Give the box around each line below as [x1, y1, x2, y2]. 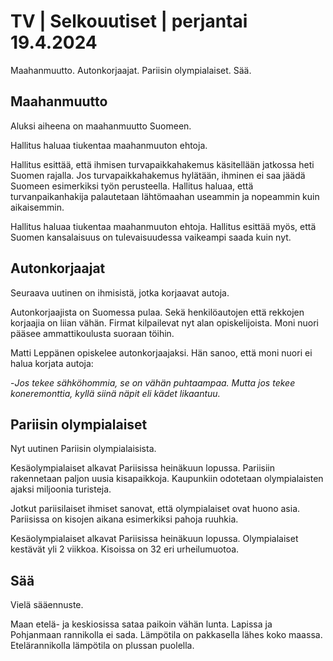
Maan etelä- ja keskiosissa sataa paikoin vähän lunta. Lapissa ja [10, 618, 273, 630]
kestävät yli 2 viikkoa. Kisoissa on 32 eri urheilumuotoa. [10, 543, 240, 555]
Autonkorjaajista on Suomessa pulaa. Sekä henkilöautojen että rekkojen [10, 306, 305, 318]
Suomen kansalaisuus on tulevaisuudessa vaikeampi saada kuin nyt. [10, 231, 292, 243]
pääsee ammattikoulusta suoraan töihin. [10, 327, 175, 339]
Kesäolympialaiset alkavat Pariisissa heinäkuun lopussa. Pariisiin [10, 462, 276, 474]
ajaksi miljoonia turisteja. [10, 483, 112, 495]
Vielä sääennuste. [10, 599, 84, 611]
